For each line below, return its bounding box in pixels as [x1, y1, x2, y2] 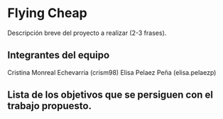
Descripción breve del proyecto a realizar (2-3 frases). [7, 29, 167, 37]
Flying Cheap [7, 5, 87, 21]
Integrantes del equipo [7, 49, 110, 61]
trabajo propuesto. [7, 100, 92, 112]
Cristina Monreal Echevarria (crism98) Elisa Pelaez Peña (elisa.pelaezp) [7, 68, 217, 76]
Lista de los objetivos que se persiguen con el [7, 89, 214, 101]
